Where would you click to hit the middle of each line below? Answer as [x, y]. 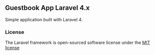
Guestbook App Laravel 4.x [47, 8]
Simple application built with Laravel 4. [44, 19]
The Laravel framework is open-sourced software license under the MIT [78, 42]
